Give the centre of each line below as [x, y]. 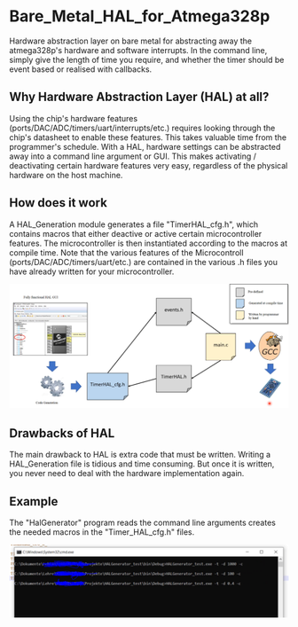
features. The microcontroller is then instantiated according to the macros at [149, 243]
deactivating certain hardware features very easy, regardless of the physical [149, 165]
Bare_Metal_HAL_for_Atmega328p [140, 16]
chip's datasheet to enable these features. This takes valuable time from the [148, 137]
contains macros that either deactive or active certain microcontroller [136, 233]
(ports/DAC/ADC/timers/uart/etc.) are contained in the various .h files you [143, 262]
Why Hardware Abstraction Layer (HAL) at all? [139, 97]
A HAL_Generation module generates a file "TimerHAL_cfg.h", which [134, 224]
